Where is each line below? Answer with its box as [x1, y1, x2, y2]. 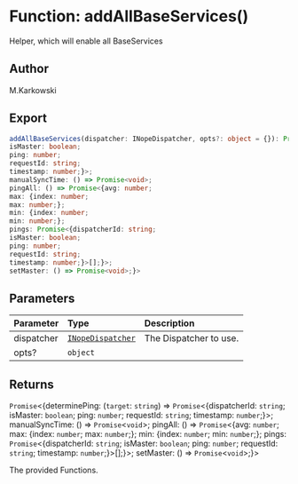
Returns [9, 377, 55, 392]
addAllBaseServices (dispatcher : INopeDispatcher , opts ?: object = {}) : [9, 134, 279, 143]
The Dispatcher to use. [144, 332, 239, 345]
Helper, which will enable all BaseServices [9, 36, 163, 46]
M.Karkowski [9, 84, 57, 95]
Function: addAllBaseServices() [9, 6, 249, 27]
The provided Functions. [9, 464, 99, 476]
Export [9, 111, 47, 126]
